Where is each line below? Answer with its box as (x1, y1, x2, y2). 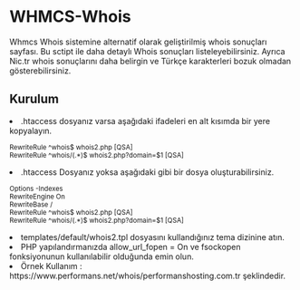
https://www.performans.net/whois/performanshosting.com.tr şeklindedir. (9, 270, 286, 281)
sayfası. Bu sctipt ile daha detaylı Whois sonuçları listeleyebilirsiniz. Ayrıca (9, 45, 285, 56)
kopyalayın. (9, 125, 53, 136)
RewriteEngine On (9, 192, 65, 201)
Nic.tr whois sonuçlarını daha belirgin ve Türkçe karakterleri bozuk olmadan (9, 55, 292, 66)
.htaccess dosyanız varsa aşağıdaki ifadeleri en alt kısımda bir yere (21, 115, 270, 126)
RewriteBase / (9, 199, 53, 209)
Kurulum (9, 92, 60, 107)
